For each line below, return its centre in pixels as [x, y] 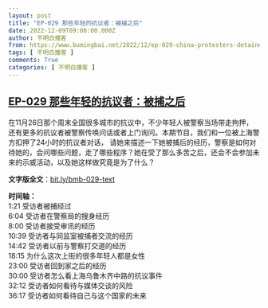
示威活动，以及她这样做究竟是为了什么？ [89, 162]
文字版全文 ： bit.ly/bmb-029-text [62, 179]
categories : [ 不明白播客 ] [52, 68]
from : [17, 45]
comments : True [33, 60]
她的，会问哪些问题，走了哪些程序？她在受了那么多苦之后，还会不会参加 [134, 152]
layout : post [30, 16]
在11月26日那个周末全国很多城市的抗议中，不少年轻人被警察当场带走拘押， [131, 122]
